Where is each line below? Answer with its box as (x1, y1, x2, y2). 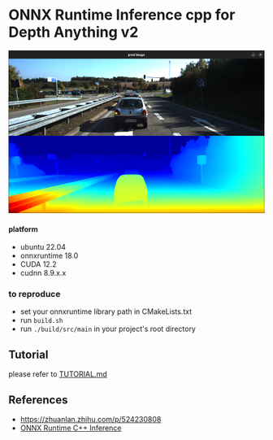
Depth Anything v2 (8, 23, 139, 41)
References (8, 393, 68, 407)
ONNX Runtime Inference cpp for (8, 6, 236, 24)
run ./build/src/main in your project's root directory (19, 324, 197, 334)
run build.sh (19, 316, 63, 325)
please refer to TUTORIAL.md (8, 369, 107, 379)
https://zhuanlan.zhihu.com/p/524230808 (19, 415, 162, 425)
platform (8, 224, 38, 233)
